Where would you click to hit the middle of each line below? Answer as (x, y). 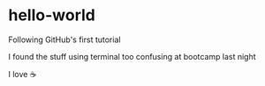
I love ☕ (23, 74)
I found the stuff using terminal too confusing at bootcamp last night (132, 56)
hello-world (52, 15)
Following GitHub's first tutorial (64, 39)
